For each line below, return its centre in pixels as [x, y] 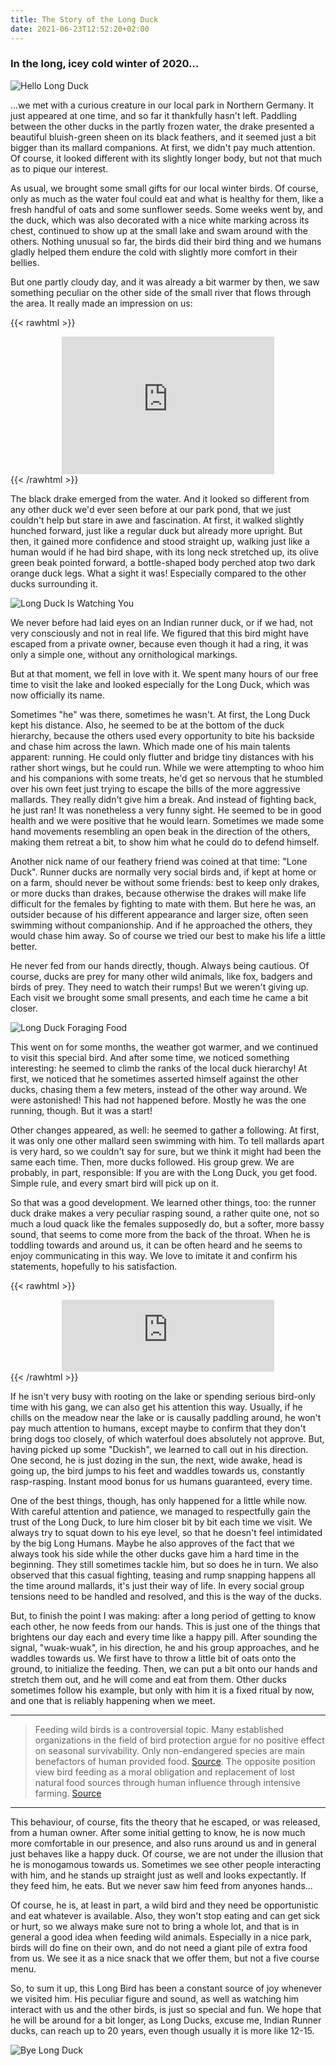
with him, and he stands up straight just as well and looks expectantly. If [158, 1875]
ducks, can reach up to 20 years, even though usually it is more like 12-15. [162, 2030]
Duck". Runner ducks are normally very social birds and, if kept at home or [163, 872]
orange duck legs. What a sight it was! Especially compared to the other [158, 573]
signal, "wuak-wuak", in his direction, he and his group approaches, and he [165, 1647]
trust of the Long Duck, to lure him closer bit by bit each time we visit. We [161, 1522]
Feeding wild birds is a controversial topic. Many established [159, 1729]
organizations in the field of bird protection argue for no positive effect [179, 1740]
